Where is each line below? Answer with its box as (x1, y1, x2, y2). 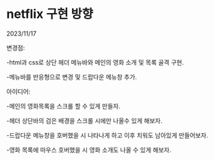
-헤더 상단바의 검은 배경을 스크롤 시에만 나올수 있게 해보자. (6, 116, 162, 124)
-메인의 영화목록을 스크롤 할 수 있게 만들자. (6, 102, 121, 110)
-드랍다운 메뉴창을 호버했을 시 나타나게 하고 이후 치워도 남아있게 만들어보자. (6, 131, 208, 139)
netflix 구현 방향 (6, 6, 94, 22)
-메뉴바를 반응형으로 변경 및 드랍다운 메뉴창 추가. (6, 73, 138, 81)
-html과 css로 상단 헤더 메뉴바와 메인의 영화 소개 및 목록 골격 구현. (6, 58, 184, 66)
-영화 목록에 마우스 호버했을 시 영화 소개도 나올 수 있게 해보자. (6, 146, 172, 154)
